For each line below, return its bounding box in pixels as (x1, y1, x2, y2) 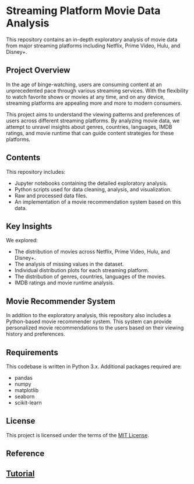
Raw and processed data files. (14, 192, 87, 199)
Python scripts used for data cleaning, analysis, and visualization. (14, 186, 172, 193)
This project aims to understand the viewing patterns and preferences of (6, 111, 181, 118)
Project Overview (6, 66, 70, 75)
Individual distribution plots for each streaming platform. (14, 267, 150, 274)
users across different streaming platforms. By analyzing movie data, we (6, 117, 180, 124)
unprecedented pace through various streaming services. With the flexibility (6, 87, 189, 94)
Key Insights (6, 221, 52, 231)
